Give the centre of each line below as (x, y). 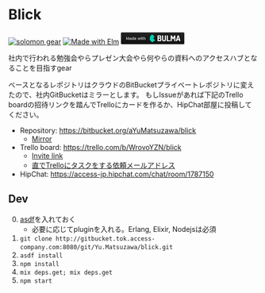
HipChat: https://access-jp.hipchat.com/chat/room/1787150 (117, 174)
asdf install (41, 256)
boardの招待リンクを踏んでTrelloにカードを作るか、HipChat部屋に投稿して (130, 104)
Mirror (42, 139)
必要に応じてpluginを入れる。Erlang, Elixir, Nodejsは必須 (124, 229)
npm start (36, 281)
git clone (36, 239)
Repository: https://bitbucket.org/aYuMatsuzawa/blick (108, 130)
